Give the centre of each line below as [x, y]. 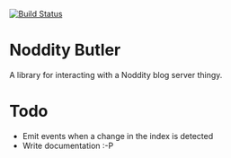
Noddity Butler [65, 50]
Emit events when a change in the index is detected [118, 136]
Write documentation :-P [68, 145]
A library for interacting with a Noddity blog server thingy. [116, 75]
